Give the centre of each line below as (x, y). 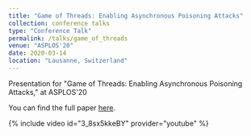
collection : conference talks (59, 23)
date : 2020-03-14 (38, 53)
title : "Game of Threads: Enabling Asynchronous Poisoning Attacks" (126, 16)
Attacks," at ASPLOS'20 (48, 92)
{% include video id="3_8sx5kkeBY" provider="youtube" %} (109, 123)
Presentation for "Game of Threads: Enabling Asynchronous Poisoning (125, 83)
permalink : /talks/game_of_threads (68, 38)
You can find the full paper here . (62, 107)
